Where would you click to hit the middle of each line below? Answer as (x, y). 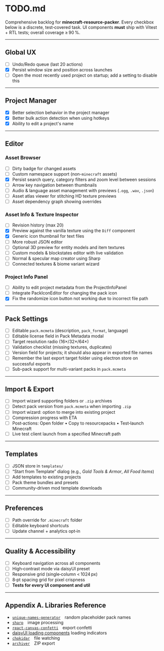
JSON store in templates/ (38, 466)
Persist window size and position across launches (62, 69)
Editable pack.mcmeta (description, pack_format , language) (70, 331)
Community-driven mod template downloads (57, 488)
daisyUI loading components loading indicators (60, 633)
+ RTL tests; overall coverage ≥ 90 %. (43, 32)
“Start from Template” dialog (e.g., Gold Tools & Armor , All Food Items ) (83, 471)
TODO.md (25, 9)
